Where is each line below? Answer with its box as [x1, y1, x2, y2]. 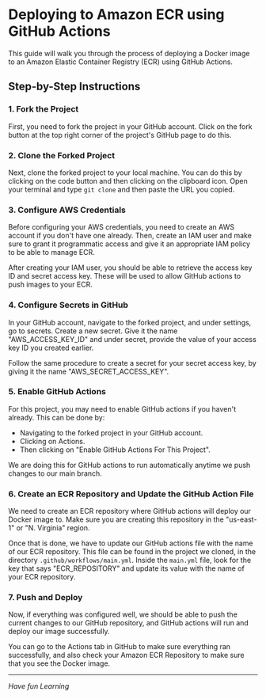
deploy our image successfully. [8, 627, 110, 636]
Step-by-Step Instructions [8, 80, 141, 93]
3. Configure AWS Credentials [8, 204, 127, 215]
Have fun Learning [8, 682, 70, 691]
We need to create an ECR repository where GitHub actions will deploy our [8, 507, 252, 516]
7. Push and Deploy [8, 592, 83, 603]
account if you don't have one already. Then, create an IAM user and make [8, 231, 252, 241]
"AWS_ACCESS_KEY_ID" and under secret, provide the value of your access [8, 334, 257, 344]
